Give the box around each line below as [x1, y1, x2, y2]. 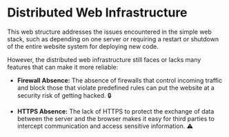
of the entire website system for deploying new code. [7, 42, 159, 50]
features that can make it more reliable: [7, 63, 119, 71]
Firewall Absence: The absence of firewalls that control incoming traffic [17, 76, 223, 84]
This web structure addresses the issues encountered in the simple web [7, 28, 212, 36]
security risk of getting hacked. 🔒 [17, 91, 112, 99]
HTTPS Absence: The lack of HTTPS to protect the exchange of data [17, 107, 215, 115]
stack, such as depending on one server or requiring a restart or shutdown [7, 34, 219, 43]
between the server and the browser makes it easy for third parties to [17, 114, 215, 123]
